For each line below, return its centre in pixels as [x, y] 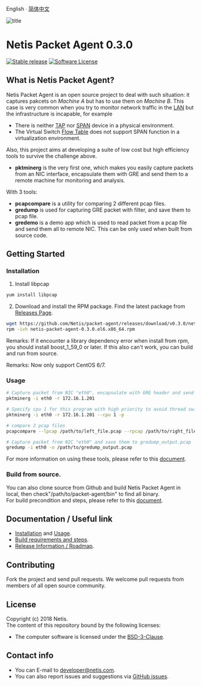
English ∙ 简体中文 [28, 9]
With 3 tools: [22, 192]
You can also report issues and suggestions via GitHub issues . [92, 676]
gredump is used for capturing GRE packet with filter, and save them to [103, 210]
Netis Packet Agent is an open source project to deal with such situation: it [98, 94]
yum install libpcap [32, 295]
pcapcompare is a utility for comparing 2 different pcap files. [90, 203]
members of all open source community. [56, 586]
